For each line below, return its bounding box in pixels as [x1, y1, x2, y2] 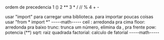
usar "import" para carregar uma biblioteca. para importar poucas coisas [5, 14, 154, 19]
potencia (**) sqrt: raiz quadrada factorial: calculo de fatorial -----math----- [5, 30, 160, 35]
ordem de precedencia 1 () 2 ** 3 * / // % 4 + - [5, 4, 100, 10]
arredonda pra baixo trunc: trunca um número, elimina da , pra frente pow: [5, 24, 157, 30]
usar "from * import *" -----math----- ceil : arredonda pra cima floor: [5, 19, 146, 25]
